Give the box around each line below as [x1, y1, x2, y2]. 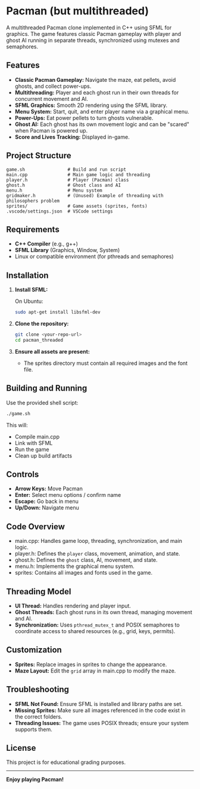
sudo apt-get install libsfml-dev [14, 309, 101, 315]
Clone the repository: [14, 320, 69, 327]
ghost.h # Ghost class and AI [6, 182, 121, 188]
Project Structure [6, 151, 71, 161]
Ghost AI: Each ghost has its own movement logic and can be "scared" [14, 121, 189, 128]
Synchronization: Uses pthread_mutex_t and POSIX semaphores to [14, 621, 180, 628]
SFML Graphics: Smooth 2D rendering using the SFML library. [14, 102, 168, 109]
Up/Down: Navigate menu [14, 504, 79, 511]
